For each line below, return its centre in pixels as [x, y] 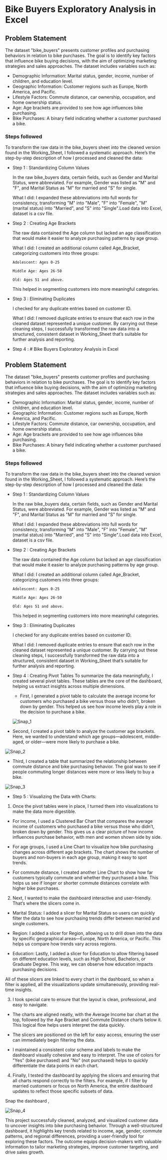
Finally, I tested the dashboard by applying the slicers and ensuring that [86, 1076]
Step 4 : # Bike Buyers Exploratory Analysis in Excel [65, 349]
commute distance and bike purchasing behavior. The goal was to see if [86, 767]
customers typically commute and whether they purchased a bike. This [85, 878]
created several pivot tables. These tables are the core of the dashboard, [87, 681]
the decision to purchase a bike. [53, 712]
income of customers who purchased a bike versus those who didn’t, [83, 827]
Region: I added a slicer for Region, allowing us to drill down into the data [87, 933]
